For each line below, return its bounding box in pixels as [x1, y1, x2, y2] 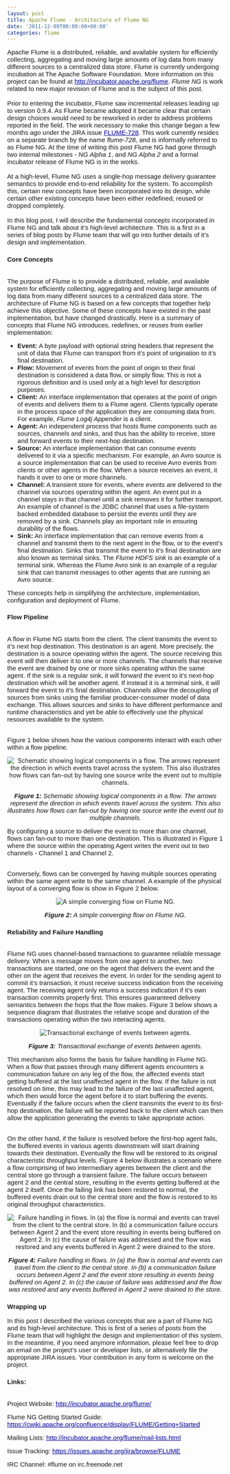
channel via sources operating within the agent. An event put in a [16, 488, 202, 496]
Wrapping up [7, 1303, 47, 1311]
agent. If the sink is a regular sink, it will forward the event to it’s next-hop [7, 671, 214, 680]
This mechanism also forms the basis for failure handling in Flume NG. [7, 1055, 208, 1063]
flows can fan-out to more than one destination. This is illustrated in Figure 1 [7, 834, 223, 843]
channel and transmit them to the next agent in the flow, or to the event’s [16, 539, 223, 547]
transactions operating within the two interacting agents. [7, 1015, 166, 1023]
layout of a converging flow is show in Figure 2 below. [7, 884, 159, 892]
